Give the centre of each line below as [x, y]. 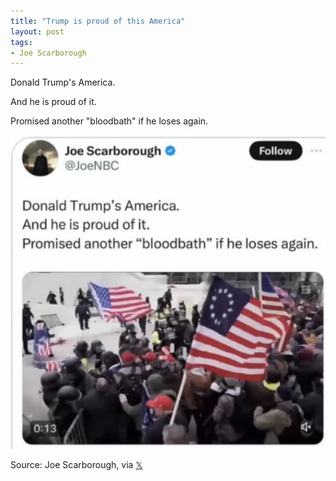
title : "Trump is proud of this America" [98, 21]
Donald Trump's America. [63, 82]
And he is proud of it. [53, 102]
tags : [21, 42]
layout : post [37, 31]
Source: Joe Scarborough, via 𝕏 [76, 465]
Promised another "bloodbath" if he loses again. [109, 121]
